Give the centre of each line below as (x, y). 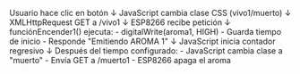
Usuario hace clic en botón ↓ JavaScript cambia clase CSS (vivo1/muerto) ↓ (150, 13)
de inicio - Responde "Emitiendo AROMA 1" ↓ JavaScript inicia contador (142, 41)
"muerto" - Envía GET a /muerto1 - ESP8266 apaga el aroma (120, 60)
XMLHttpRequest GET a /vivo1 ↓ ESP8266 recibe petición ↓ (120, 22)
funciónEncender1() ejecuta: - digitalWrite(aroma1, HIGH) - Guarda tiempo (146, 32)
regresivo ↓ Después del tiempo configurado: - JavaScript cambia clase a (146, 51)
